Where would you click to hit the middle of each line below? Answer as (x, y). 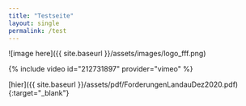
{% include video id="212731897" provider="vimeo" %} (101, 69)
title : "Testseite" (41, 16)
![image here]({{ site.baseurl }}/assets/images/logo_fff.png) (107, 54)
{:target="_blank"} (39, 93)
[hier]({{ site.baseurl (42, 84)
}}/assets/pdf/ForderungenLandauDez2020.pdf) (158, 84)
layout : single (34, 23)
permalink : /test (38, 31)
